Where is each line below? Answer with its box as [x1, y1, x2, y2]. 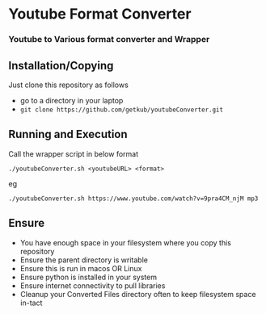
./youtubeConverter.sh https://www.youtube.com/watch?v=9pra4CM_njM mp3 [8, 195, 259, 203]
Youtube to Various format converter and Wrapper [8, 34, 210, 45]
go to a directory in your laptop [19, 95, 124, 105]
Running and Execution [8, 128, 128, 141]
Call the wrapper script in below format [8, 149, 139, 158]
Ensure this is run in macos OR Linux [19, 263, 142, 273]
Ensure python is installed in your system [19, 272, 158, 282]
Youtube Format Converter [8, 5, 192, 23]
